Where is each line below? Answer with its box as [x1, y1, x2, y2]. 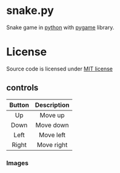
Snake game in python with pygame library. [6, 24, 115, 31]
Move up [39, 110, 65, 119]
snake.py [6, 4, 55, 18]
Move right [36, 140, 68, 149]
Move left [39, 131, 65, 139]
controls [6, 83, 39, 93]
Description [35, 101, 70, 109]
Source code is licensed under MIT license [6, 65, 113, 72]
